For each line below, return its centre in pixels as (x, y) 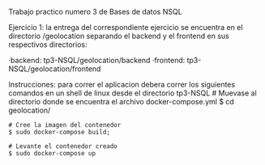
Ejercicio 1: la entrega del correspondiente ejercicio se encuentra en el (126, 27)
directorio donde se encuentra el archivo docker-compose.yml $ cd (122, 102)
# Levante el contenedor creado (63, 146)
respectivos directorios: (48, 44)
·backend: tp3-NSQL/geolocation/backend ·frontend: (97, 60)
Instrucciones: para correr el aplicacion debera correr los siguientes (122, 85)
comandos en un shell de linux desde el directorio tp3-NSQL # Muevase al (132, 93)
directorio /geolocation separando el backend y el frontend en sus (119, 36)
